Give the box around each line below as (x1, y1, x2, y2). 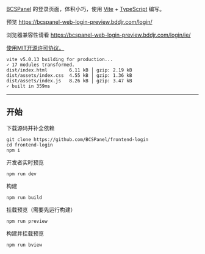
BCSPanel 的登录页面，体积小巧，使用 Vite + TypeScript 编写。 (6, 5, 165, 12)
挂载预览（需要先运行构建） (6, 206, 76, 213)
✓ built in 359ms (6, 83, 51, 89)
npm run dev (6, 170, 37, 177)
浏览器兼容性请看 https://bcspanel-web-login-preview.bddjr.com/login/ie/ (6, 31, 191, 38)
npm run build (6, 194, 43, 200)
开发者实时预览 (6, 158, 44, 166)
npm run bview (6, 242, 43, 248)
